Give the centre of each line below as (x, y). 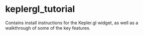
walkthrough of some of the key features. (48, 28)
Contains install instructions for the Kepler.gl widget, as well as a (72, 23)
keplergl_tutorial (40, 9)
